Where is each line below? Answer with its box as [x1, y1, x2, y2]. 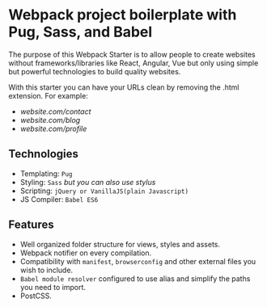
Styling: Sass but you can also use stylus [19, 177, 156, 187]
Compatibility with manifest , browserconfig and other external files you [19, 256, 256, 266]
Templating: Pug [19, 168, 73, 179]
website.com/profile [19, 124, 87, 133]
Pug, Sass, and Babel [8, 23, 153, 41]
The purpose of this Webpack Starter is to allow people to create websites [8, 49, 256, 59]
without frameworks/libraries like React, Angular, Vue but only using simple [8, 58, 259, 68]
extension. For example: [8, 90, 89, 100]
